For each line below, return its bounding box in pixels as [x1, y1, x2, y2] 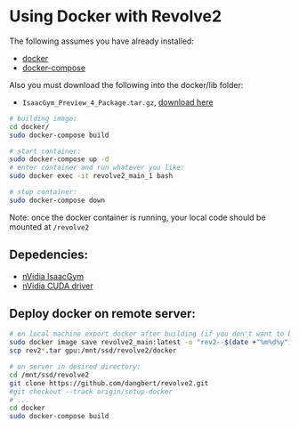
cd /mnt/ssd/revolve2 [9, 370, 90, 379]
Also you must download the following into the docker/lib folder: [9, 79, 244, 90]
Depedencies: [9, 247, 89, 263]
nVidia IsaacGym [21, 271, 85, 281]
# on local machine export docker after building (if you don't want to [9, 329, 285, 339]
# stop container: [9, 188, 77, 197]
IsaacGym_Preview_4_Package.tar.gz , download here [21, 96, 214, 108]
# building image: [9, 114, 77, 123]
